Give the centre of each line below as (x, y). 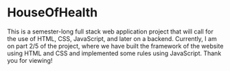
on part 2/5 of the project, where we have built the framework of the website (115, 46)
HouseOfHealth (53, 13)
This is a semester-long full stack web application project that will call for (111, 31)
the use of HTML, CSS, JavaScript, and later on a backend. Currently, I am (112, 38)
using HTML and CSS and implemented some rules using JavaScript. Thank (114, 53)
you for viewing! (30, 60)
